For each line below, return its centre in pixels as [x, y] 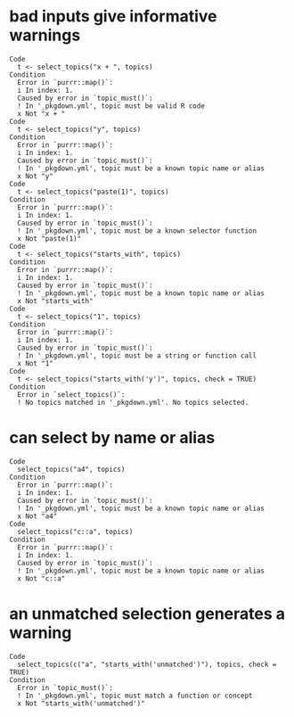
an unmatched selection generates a [147, 614]
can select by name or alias [112, 438]
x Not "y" [35, 176]
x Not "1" [35, 363]
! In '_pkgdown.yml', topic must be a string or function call [137, 355]
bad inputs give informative [113, 16]
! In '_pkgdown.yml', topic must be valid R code [111, 106]
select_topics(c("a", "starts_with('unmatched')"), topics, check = [147, 664]
